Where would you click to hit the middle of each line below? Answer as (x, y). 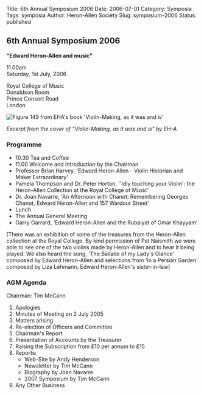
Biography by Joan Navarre (58, 372)
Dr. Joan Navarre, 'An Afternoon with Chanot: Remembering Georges (102, 197)
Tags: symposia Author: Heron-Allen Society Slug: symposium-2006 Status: (101, 15)
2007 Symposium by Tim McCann (67, 379)
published (19, 22)
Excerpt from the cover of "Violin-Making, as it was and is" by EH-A (92, 129)
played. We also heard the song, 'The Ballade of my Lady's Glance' (90, 254)
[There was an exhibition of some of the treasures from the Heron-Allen (96, 235)
